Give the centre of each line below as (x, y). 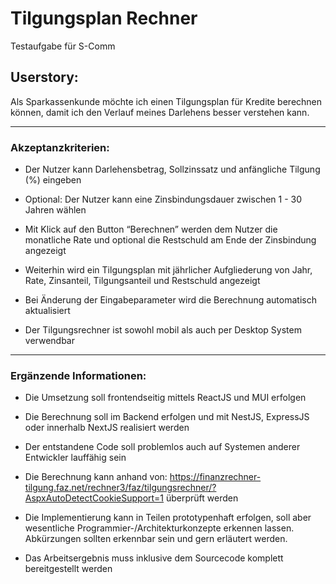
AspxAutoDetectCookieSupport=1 (94, 498)
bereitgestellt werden (68, 569)
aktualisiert (47, 311)
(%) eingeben (53, 180)
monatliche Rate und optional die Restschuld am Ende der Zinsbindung (170, 240)
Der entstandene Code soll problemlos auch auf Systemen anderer (162, 447)
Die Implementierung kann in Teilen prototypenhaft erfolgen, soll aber (168, 518)
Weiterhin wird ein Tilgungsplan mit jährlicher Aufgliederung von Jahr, (168, 270)
